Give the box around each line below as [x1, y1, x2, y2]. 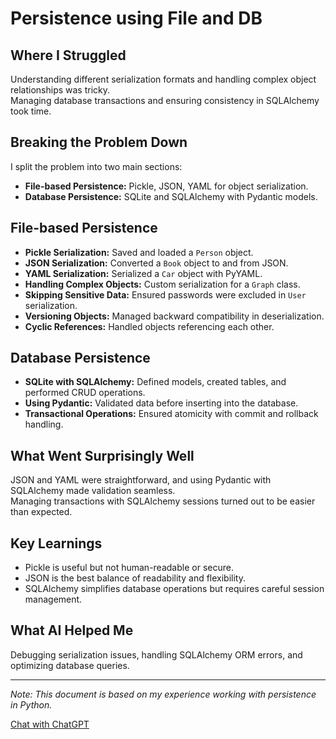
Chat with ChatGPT [10, 718, 90, 730]
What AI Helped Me [10, 622, 134, 639]
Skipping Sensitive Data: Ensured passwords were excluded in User [24, 288, 307, 301]
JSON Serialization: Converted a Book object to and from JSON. [24, 257, 289, 269]
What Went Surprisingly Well [10, 447, 195, 464]
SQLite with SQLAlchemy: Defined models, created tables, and [24, 376, 287, 388]
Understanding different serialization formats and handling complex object [10, 73, 317, 85]
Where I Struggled [10, 47, 127, 64]
